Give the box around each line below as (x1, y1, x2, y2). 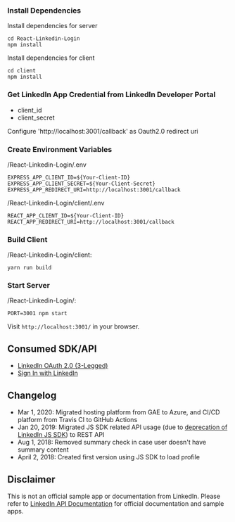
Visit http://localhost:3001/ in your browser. (7, 322, 140, 331)
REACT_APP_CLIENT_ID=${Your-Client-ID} (7, 212, 125, 219)
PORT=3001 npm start (7, 310, 68, 317)
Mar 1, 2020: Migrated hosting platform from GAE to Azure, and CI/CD (17, 408, 220, 416)
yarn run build (7, 265, 52, 272)
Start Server (7, 281, 51, 291)
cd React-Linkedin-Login (7, 35, 80, 42)
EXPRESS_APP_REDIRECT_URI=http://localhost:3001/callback (7, 186, 181, 193)
